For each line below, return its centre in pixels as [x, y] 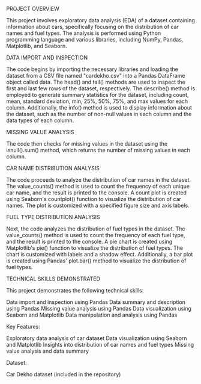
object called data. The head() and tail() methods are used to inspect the [96, 82]
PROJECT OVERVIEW [33, 9]
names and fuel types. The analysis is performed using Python [84, 33]
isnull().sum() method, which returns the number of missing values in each [98, 150]
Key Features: [23, 327]
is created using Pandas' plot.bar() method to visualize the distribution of [96, 261]
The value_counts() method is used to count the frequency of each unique [98, 186]
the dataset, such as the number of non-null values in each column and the [99, 114]
